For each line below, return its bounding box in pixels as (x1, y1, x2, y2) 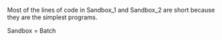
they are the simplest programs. (7, 13, 98, 21)
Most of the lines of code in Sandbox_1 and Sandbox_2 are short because (7, 6, 215, 14)
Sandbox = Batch (7, 27, 57, 34)
